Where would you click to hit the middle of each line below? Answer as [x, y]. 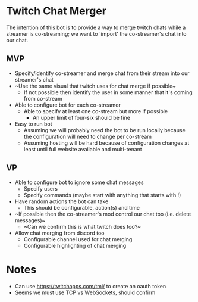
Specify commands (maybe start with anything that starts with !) [102, 195]
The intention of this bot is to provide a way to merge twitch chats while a [96, 27]
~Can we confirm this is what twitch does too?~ [82, 226]
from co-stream [43, 98]
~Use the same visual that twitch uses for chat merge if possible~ [95, 86]
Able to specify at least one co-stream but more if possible [96, 111]
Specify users [41, 188]
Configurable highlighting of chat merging [75, 245]
